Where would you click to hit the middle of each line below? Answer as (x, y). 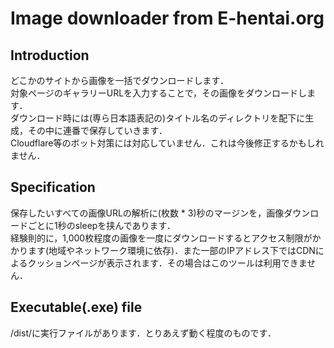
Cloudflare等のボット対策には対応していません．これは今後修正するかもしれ (167, 143)
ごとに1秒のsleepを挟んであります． (101, 225)
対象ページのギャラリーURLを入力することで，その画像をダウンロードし (159, 93)
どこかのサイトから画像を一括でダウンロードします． (120, 80)
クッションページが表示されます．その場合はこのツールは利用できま (167, 263)
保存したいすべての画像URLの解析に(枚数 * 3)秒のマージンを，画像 (147, 213)
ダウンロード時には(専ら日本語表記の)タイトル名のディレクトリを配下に (158, 118)
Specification (53, 187)
